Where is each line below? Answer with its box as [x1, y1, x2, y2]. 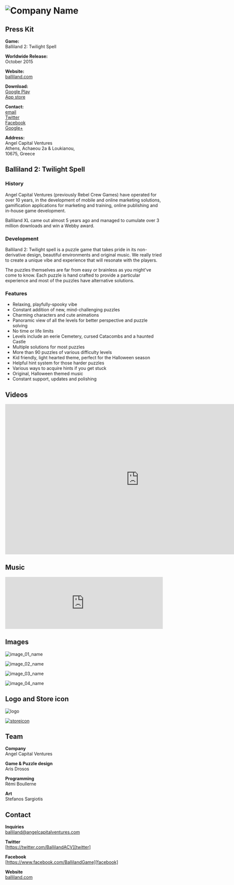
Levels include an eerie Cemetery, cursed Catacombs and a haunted [12, 333, 154, 339]
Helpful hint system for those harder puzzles [12, 360, 104, 366]
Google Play [5, 89, 30, 95]
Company [5, 746, 26, 752]
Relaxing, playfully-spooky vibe [12, 301, 77, 308]
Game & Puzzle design [5, 761, 53, 767]
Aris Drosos [5, 766, 29, 772]
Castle [12, 339, 26, 345]
